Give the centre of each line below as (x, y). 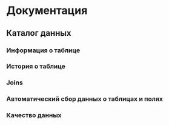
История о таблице (36, 66)
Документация (47, 11)
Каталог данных (39, 33)
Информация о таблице (43, 50)
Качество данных (34, 115)
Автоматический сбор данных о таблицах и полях (85, 99)
